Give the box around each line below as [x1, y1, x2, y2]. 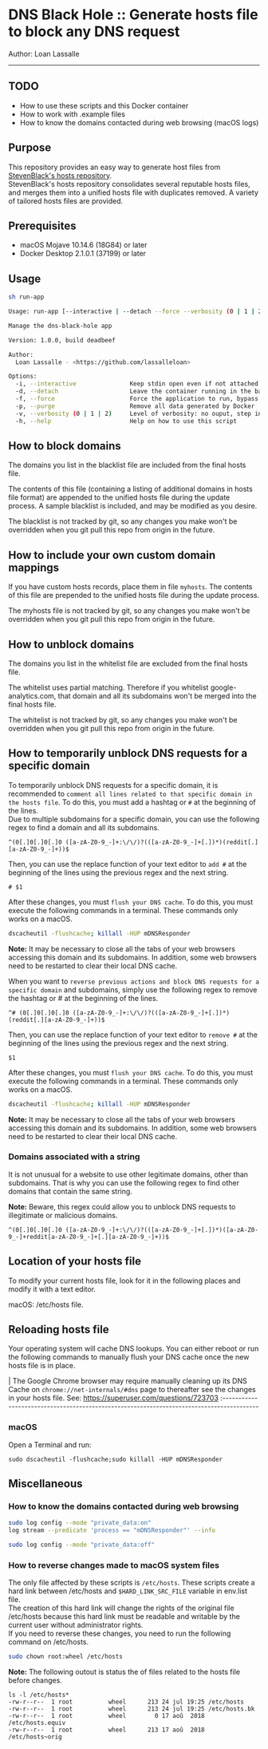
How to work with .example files [19, 109, 126, 119]
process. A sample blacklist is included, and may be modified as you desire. [8, 501, 258, 511]
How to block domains [8, 439, 121, 453]
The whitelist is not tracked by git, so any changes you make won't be [8, 715, 238, 724]
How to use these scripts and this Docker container [19, 101, 189, 110]
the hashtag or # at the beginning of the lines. [8, 993, 159, 1003]
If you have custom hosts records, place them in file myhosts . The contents [8, 582, 253, 592]
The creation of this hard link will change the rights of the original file [8, 1603, 235, 1613]
